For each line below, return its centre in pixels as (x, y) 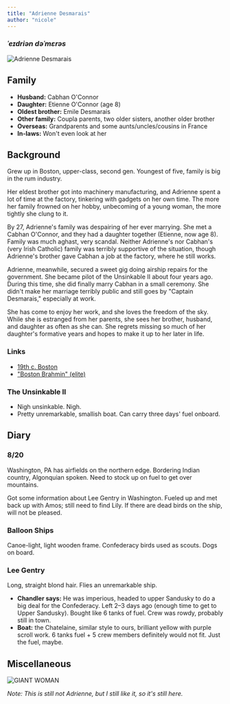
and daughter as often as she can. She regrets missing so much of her (106, 327)
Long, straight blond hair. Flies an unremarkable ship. (82, 585)
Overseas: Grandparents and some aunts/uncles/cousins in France (112, 126)
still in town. (34, 620)
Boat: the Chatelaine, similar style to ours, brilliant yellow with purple (114, 628)
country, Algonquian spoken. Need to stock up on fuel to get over (100, 477)
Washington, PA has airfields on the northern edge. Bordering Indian (104, 470)
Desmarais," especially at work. (51, 298)
